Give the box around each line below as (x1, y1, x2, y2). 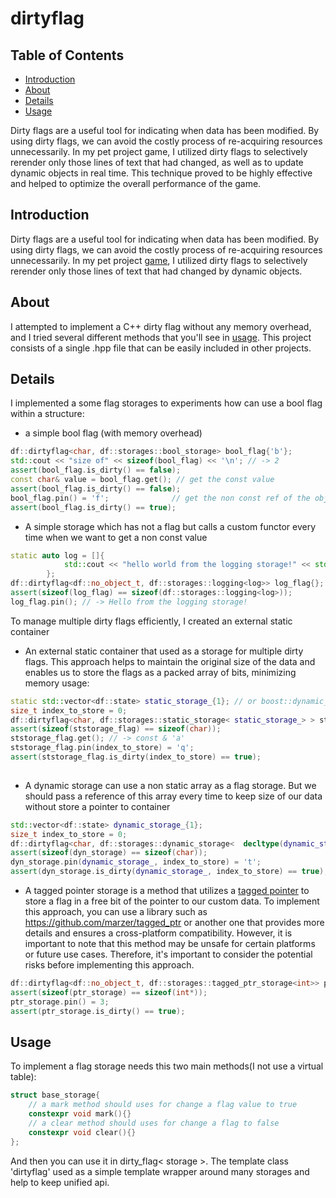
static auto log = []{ (10, 550, 105, 561)
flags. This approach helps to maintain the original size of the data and (24, 655, 316, 667)
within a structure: (10, 408, 85, 420)
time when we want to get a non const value (24, 531, 208, 543)
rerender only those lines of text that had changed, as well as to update (10, 157, 304, 168)
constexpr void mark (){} (28, 1109, 132, 1119)
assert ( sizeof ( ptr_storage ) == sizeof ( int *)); (10, 987, 208, 997)
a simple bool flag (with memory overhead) (24, 427, 203, 439)
